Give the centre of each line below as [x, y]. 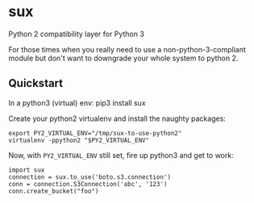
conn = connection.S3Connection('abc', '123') [88, 184]
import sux [27, 170]
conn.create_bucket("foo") [54, 191]
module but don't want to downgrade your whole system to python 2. [123, 58]
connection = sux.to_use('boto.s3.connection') [90, 177]
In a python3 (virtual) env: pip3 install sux [77, 102]
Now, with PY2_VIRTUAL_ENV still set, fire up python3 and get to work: [121, 155]
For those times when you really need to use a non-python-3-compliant [127, 49]
